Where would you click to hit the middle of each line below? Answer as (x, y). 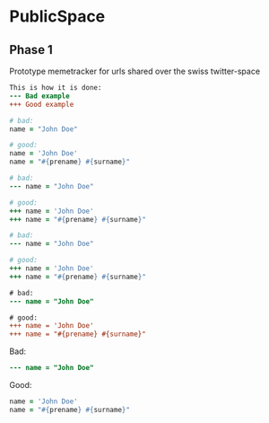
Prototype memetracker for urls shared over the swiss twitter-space (135, 71)
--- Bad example (39, 96)
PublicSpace (57, 17)
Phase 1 (31, 50)
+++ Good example (42, 104)
